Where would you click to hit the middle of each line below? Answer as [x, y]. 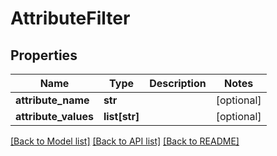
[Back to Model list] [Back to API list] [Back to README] [125, 141]
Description [178, 83]
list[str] [121, 116]
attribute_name [52, 100]
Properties [44, 55]
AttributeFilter [70, 18]
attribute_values [54, 116]
